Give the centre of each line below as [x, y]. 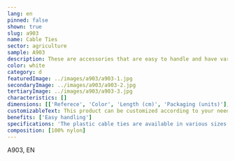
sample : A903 [26, 53]
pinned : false [28, 20]
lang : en [20, 14]
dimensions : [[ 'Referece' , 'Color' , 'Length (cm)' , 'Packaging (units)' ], [119, 105]
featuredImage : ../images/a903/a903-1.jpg [70, 78]
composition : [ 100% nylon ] [47, 130]
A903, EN [21, 150]
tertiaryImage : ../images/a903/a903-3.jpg [70, 91]
